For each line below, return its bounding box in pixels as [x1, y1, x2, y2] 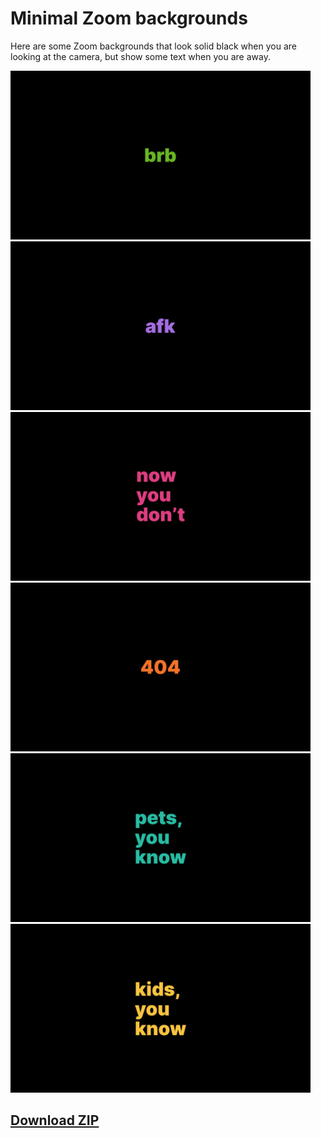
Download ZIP [10, 1112, 100, 1129]
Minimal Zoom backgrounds [10, 7, 248, 30]
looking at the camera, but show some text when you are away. [10, 50, 271, 62]
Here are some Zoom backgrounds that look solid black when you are [10, 40, 297, 52]
